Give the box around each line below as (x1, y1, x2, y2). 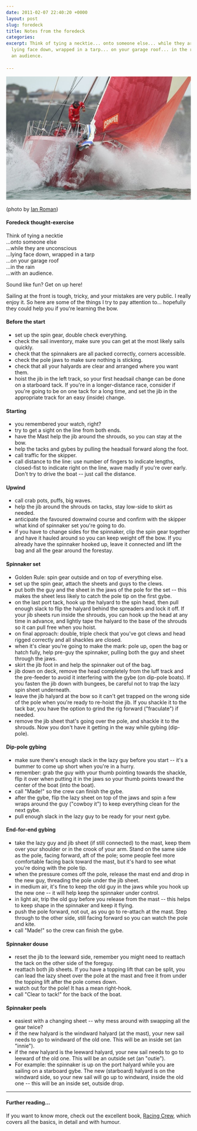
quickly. (14, 344, 34, 351)
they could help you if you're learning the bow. (6, 305, 118, 312)
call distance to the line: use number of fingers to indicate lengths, (14, 458, 175, 465)
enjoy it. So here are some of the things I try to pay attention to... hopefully (6, 298, 186, 305)
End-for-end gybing (6, 826, 56, 833)
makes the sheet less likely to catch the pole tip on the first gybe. (14, 592, 172, 600)
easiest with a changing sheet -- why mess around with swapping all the (14, 1017, 190, 1024)
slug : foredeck (6, 22, 43, 28)
